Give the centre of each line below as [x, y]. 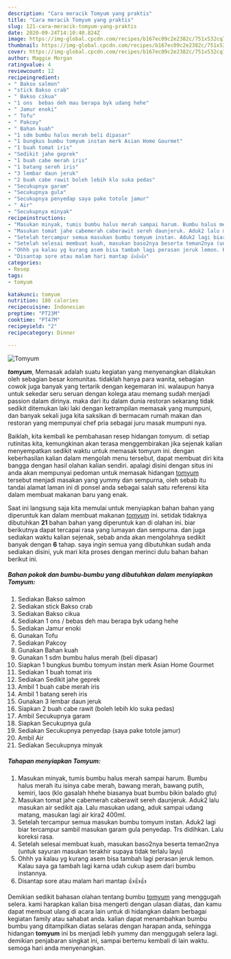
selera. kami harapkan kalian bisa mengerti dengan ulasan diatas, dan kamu [115, 904]
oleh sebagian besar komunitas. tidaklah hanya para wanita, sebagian [106, 379]
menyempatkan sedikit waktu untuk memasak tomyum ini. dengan [101, 450]
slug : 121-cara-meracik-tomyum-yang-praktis [72, 26]
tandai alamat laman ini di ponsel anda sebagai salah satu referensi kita [108, 487]
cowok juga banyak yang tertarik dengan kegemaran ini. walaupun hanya [111, 386]
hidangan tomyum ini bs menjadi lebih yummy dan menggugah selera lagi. [113, 934]
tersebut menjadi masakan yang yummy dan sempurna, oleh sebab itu [107, 480]
